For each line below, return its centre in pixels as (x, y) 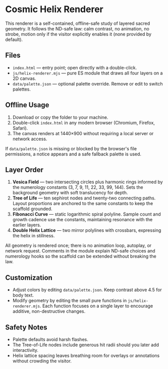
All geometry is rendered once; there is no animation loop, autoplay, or (78, 245)
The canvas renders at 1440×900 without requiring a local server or (83, 133)
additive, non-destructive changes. (49, 311)
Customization (29, 278)
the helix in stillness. (34, 236)
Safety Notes (26, 327)
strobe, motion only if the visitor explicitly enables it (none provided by (78, 34)
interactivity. (25, 350)
